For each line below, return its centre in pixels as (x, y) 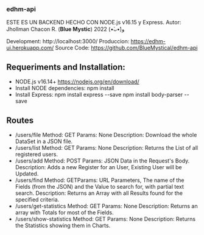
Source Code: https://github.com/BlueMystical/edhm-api (126, 48)
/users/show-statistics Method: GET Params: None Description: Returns (105, 219)
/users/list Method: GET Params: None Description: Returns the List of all (107, 147)
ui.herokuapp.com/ (30, 48)
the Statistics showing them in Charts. (63, 225)
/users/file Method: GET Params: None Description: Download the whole (106, 135)
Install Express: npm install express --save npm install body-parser (99, 95)
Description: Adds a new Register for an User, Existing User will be (98, 167)
